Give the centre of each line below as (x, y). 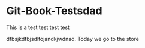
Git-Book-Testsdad (55, 11)
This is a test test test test (38, 27)
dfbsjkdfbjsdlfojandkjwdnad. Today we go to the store (73, 39)
